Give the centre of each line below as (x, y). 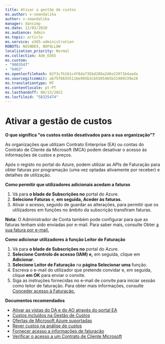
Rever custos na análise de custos (47, 326)
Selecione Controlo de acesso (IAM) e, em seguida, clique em (76, 254)
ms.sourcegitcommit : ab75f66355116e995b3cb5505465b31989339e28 (72, 78)
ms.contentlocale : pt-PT (31, 88)
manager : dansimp (23, 23)
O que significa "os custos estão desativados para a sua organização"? (80, 135)
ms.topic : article (24, 38)
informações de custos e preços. (39, 155)
